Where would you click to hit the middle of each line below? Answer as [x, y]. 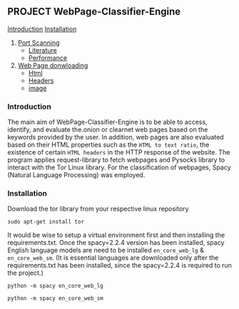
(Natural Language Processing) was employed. [76, 175]
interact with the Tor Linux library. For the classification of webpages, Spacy [119, 167]
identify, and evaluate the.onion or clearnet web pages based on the [108, 130]
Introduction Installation [42, 28]
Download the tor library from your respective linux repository [98, 209]
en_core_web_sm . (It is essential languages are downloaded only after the [113, 258]
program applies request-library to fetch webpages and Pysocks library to [116, 160]
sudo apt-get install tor [46, 222]
